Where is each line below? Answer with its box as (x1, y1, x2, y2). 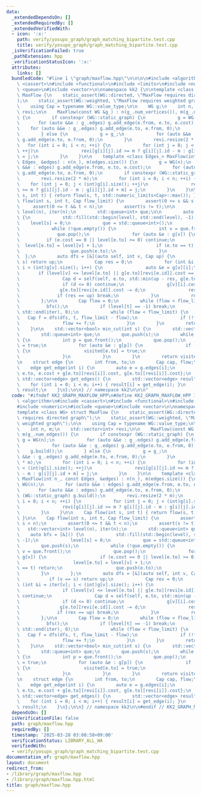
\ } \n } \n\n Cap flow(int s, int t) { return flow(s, (17, 509, 188, 515)
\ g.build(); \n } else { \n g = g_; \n (17, 448, 167, 454)
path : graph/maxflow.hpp (11, 720, 74, 727)
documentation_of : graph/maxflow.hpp (6, 755, 100, 761)
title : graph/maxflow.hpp (6, 782, 71, 788)
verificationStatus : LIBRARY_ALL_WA (11, 737, 103, 744)
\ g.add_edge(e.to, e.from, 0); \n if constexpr (17, 170, 157, 177)
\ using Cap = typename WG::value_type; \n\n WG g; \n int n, (17, 103, 194, 109)
